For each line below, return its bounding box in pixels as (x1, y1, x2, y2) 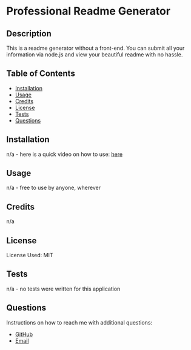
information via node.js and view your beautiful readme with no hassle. (6, 51, 183, 58)
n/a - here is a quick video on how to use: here (6, 150, 123, 158)
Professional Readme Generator (6, 4, 171, 18)
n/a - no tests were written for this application (6, 285, 121, 292)
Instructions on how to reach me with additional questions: (6, 318, 153, 326)
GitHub (15, 331, 33, 338)
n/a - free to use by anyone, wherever (6, 184, 101, 192)
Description (6, 29, 52, 39)
